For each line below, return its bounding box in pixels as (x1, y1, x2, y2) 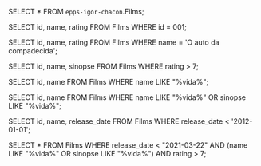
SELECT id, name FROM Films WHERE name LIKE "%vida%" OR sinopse (8, 93, 246, 102)
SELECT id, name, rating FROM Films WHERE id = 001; (8, 22, 188, 31)
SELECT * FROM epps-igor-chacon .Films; (8, 7, 144, 16)
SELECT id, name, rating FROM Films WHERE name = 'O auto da (8, 38, 219, 47)
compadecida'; (8, 46, 58, 55)
